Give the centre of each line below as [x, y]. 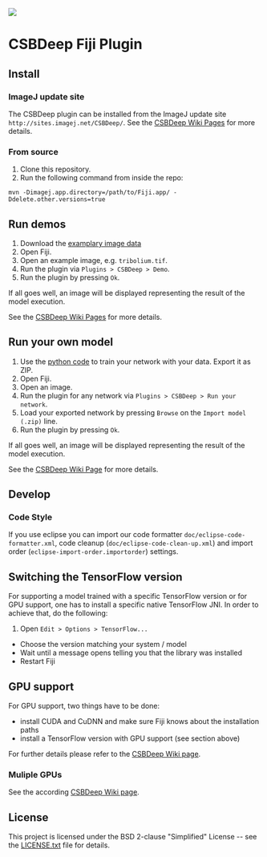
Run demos [37, 224]
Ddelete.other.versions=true [57, 200]
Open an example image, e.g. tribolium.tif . [94, 260]
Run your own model [61, 342]
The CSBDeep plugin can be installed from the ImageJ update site [117, 114]
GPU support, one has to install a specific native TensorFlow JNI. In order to [133, 604]
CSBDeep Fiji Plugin [75, 44]
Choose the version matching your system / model [103, 645]
